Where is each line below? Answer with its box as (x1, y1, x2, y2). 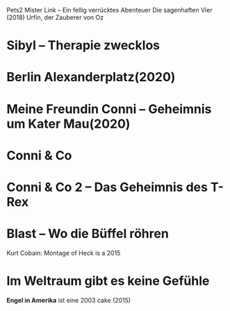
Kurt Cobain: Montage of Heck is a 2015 (6, 249, 121, 257)
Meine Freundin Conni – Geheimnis (6, 101, 212, 117)
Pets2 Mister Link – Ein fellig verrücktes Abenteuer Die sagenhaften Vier (6, 6, 213, 14)
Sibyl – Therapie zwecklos (6, 37, 161, 53)
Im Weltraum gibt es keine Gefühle (6, 274, 210, 289)
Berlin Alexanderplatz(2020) (6, 69, 176, 85)
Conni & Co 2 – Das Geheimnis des (6, 179, 208, 195)
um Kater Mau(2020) (6, 116, 131, 131)
